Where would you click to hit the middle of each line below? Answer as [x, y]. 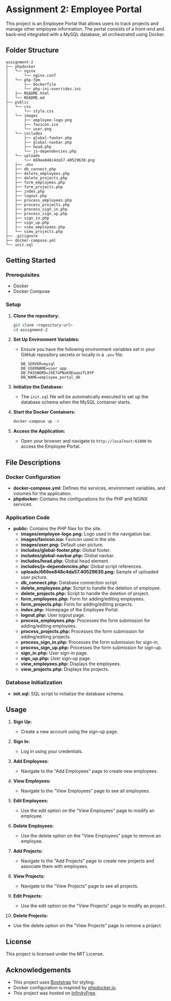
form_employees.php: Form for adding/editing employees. [83, 599]
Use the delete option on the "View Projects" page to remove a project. [88, 926]
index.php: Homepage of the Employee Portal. [70, 610]
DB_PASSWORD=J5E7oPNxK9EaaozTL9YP [57, 373]
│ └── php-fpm [23, 80]
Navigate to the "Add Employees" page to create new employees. [89, 771]
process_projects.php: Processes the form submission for [82, 631]
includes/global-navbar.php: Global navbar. [68, 556]
